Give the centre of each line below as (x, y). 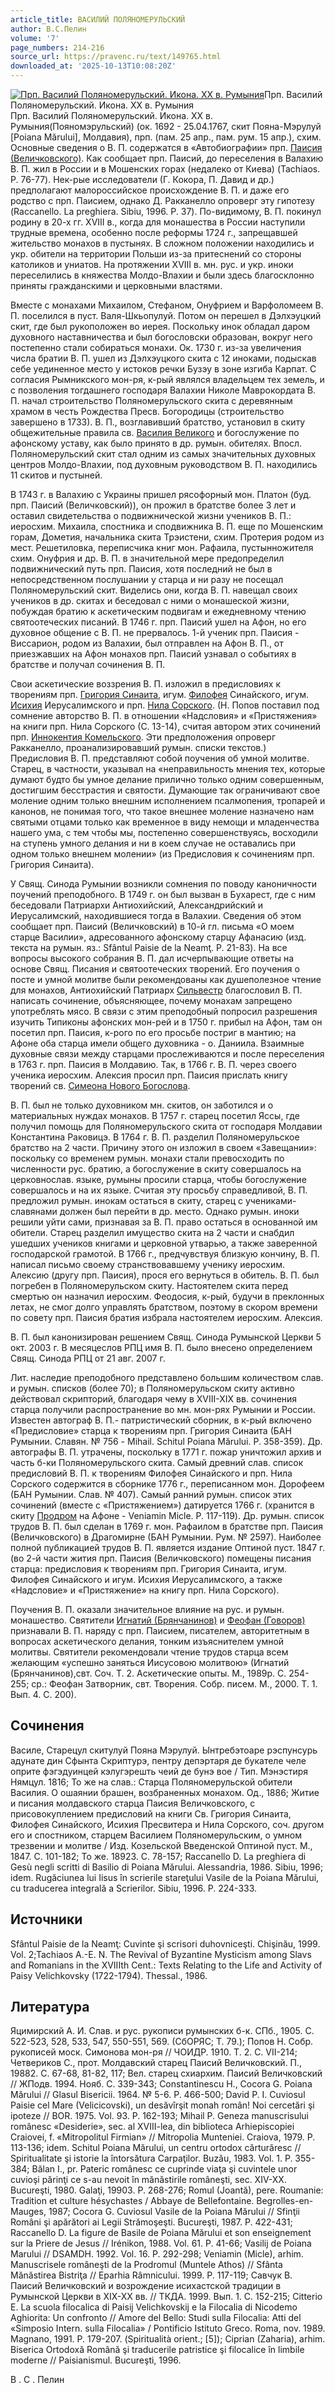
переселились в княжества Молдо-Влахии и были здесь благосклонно (162, 275)
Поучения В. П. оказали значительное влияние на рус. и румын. (147, 1609)
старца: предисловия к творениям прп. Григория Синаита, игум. (149, 1569)
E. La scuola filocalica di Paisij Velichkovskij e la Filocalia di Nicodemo (154, 2307)
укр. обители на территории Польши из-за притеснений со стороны (156, 254)
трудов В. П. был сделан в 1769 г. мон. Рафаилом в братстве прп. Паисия (166, 1526)
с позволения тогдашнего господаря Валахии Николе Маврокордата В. (163, 390)
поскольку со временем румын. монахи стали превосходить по (147, 1158)
